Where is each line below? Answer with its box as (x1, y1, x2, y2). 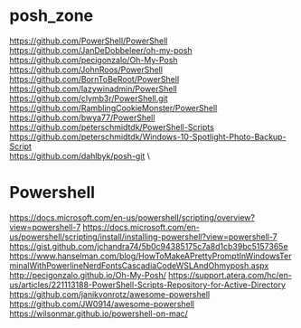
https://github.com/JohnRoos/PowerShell (9, 64, 163, 75)
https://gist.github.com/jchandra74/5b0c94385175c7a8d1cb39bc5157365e (9, 240, 288, 251)
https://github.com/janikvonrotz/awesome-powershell (9, 288, 211, 299)
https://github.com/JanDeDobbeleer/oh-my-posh (9, 44, 193, 55)
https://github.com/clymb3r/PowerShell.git (9, 92, 169, 104)
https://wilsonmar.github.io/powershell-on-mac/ (9, 308, 188, 319)
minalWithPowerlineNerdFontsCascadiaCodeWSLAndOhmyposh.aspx (9, 259, 269, 271)
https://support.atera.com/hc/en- (168, 269, 292, 280)
